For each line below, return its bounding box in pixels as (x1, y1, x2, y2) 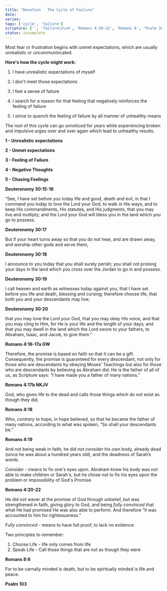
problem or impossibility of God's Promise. (5, 477, 93, 483)
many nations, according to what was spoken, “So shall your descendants (5, 422, 157, 427)
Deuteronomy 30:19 (5, 276, 47, 282)
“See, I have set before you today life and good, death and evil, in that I (5, 196, 151, 201)
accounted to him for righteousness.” (5, 513, 81, 518)
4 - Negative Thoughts (5, 167, 53, 172)
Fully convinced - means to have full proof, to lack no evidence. (5, 522, 135, 528)
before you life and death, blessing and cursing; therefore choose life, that (5, 291, 158, 297)
